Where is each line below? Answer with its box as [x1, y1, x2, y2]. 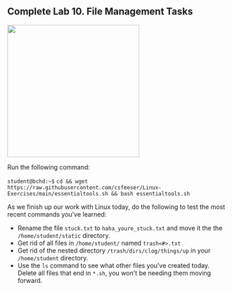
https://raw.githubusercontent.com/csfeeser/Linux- [7, 183, 162, 191]
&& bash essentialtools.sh [111, 190, 191, 197]
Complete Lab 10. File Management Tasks [7, 6, 193, 18]
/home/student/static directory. [17, 231, 110, 239]
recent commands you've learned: [7, 210, 107, 218]
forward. [17, 276, 43, 284]
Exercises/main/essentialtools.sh [7, 190, 109, 197]
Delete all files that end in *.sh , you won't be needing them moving [17, 268, 212, 277]
